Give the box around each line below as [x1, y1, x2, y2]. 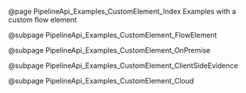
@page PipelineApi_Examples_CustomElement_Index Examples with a [8, 7, 236, 16]
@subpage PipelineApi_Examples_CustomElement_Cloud [8, 76, 194, 85]
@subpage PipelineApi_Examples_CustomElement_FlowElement [8, 31, 217, 39]
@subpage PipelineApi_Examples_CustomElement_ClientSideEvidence [8, 61, 238, 70]
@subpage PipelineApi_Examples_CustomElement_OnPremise [8, 46, 211, 54]
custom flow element [8, 15, 77, 24]
